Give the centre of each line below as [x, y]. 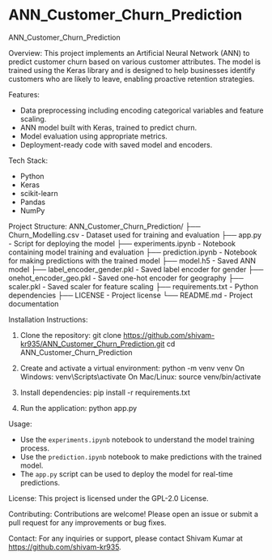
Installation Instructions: [48, 319]
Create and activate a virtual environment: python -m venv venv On [132, 368]
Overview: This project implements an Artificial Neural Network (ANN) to [129, 53]
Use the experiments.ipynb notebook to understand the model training [137, 439]
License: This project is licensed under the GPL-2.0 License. [108, 498]
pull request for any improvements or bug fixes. [87, 522]
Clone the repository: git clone [70, 335]
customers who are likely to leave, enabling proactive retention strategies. [132, 79]
